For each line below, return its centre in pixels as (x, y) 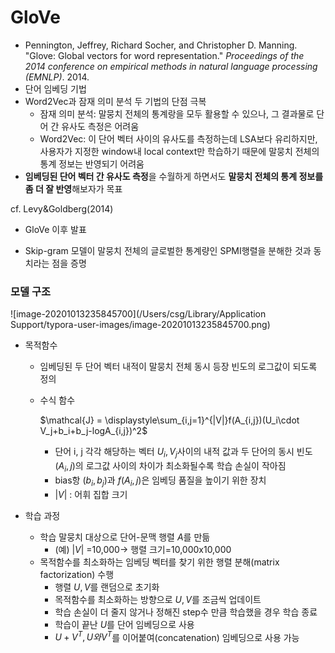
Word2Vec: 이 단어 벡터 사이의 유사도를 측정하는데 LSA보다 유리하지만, (178, 138)
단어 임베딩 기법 (55, 88)
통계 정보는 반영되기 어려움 (92, 163)
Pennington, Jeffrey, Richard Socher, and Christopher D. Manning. (161, 45)
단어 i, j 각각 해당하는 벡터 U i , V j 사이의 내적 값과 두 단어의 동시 (174, 453)
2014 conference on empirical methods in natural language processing (171, 66)
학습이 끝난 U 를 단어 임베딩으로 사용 (124, 624)
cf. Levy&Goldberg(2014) (62, 208)
